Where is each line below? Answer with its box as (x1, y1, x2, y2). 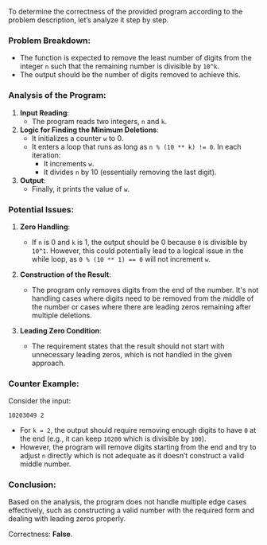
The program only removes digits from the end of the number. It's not (31, 285, 259, 294)
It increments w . (43, 158, 95, 168)
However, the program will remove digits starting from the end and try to (19, 442, 257, 452)
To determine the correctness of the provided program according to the (8, 7, 243, 16)
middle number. (19, 459, 72, 469)
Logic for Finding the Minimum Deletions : (19, 125, 159, 134)
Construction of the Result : (19, 270, 111, 279)
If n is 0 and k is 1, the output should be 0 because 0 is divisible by (31, 237, 248, 247)
